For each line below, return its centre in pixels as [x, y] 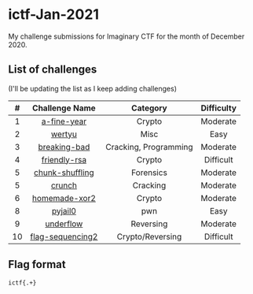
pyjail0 [64, 210]
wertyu [64, 134]
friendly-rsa [64, 159]
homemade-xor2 [64, 198]
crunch [64, 185]
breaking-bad [64, 147]
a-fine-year [64, 121]
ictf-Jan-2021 [54, 15]
